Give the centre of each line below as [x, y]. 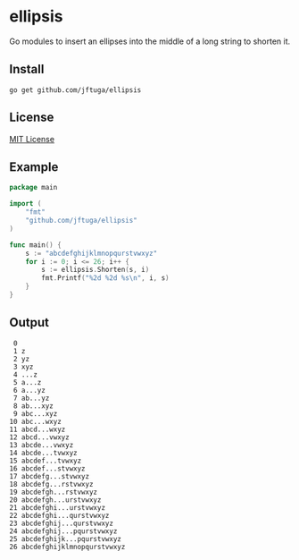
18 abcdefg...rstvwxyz [51, 484]
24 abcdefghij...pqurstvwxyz [63, 531]
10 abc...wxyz [36, 421]
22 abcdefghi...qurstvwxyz [59, 515]
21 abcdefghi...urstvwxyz [57, 507]
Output [29, 322]
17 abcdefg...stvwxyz [50, 476]
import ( [25, 204]
